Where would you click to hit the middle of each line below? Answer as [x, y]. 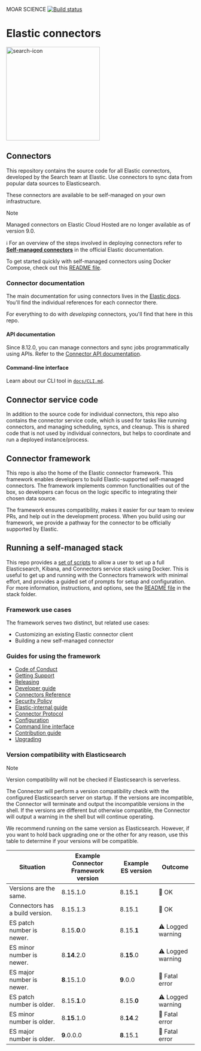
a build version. [31, 913]
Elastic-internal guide [41, 708]
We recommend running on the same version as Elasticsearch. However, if [98, 828]
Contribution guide [38, 733]
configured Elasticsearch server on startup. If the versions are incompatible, [100, 798]
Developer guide [35, 688]
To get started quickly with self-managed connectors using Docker [89, 261]
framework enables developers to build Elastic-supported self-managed [95, 479]
